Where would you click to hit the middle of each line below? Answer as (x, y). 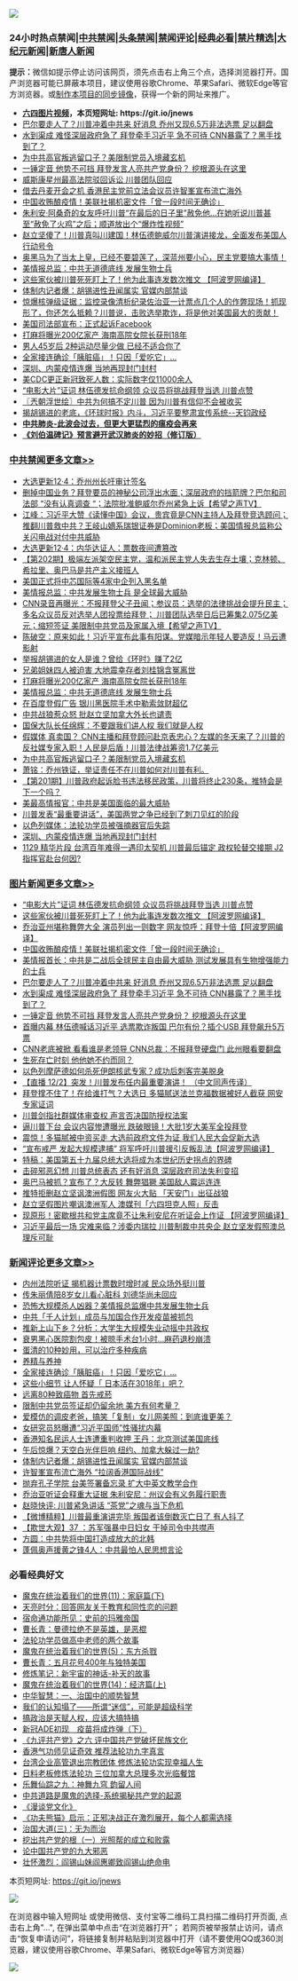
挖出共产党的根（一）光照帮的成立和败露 (96, 1840)
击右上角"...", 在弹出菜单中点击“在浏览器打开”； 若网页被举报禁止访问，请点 (146, 1928)
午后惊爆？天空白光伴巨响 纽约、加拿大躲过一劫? (110, 1450)
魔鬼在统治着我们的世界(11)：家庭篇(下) (93, 1596)
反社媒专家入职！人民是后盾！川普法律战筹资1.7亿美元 (120, 747)
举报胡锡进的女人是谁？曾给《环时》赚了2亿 (102, 659)
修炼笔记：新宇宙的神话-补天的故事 (86, 1674)
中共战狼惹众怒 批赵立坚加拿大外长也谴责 (97, 714)
